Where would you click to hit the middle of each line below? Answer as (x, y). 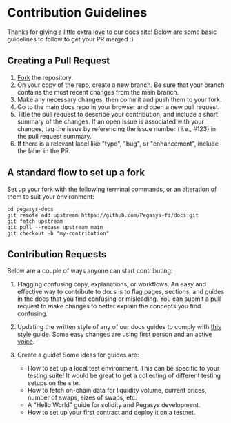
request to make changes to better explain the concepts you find (109, 306)
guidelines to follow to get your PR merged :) (71, 39)
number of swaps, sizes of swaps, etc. (82, 397)
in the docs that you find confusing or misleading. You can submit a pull (119, 299)
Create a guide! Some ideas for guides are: (78, 355)
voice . (26, 342)
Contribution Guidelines (77, 13)
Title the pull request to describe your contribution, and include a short (118, 114)
